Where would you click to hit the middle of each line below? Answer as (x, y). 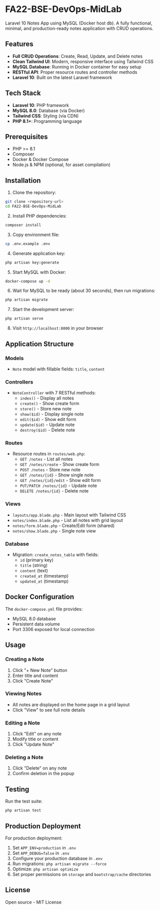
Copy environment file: (36, 234)
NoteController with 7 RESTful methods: (54, 393)
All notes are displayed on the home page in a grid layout (71, 704)
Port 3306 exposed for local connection (53, 629)
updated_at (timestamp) (44, 581)
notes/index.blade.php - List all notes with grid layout (68, 520)
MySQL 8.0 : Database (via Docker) (48, 110)
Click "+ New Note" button (40, 670)
